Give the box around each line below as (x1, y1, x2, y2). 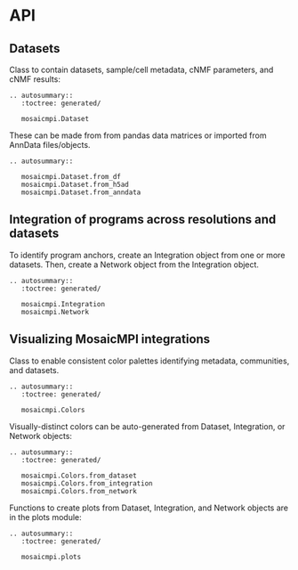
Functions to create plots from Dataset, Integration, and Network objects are (9, 502, 289, 513)
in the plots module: (9, 511, 82, 522)
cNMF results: (9, 74, 60, 85)
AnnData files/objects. (9, 140, 91, 150)
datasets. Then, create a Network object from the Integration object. (9, 259, 260, 270)
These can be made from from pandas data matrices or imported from (9, 130, 267, 141)
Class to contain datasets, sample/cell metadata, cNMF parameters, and (9, 64, 274, 75)
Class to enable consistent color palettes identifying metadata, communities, (9, 355, 290, 366)
